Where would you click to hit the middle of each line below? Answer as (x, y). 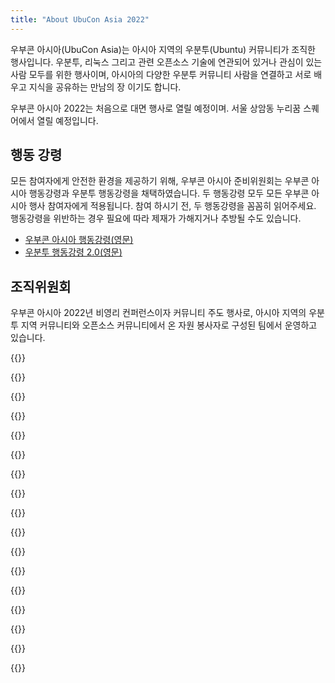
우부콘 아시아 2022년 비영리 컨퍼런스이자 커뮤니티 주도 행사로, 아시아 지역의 (158, 313)
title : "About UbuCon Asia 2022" (80, 19)
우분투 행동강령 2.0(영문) (73, 252)
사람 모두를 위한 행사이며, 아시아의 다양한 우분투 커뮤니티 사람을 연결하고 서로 (161, 74)
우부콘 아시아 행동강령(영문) (79, 240)
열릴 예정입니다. (67, 120)
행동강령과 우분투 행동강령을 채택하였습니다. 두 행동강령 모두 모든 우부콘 (169, 193)
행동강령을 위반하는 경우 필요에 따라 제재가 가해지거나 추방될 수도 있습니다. (156, 218)
